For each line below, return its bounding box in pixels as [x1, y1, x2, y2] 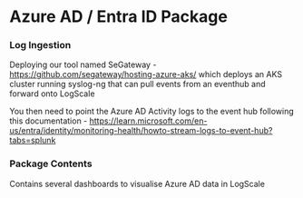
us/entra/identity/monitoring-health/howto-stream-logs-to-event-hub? [9, 125, 273, 136]
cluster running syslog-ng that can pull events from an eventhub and [9, 79, 266, 90]
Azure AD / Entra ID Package [9, 6, 229, 27]
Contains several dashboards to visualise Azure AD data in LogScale [9, 178, 266, 189]
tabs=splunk [9, 134, 56, 146]
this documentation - [9, 115, 88, 126]
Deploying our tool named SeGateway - [9, 59, 157, 70]
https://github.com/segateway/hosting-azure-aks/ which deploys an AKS [9, 69, 283, 80]
